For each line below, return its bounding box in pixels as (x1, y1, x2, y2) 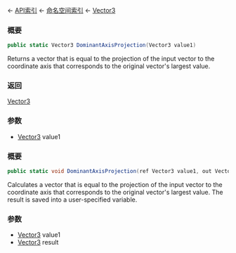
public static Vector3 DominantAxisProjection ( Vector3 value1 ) (7, 41, 197, 49)
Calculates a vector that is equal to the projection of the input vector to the (7, 180, 223, 188)
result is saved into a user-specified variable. (7, 195, 138, 204)
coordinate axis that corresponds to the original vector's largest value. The (7, 188, 223, 196)
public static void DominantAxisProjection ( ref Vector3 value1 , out (7, 168, 212, 175)
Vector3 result (17, 238, 59, 247)
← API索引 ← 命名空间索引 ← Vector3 (7, 6, 116, 14)
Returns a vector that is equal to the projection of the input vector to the (7, 55, 215, 63)
